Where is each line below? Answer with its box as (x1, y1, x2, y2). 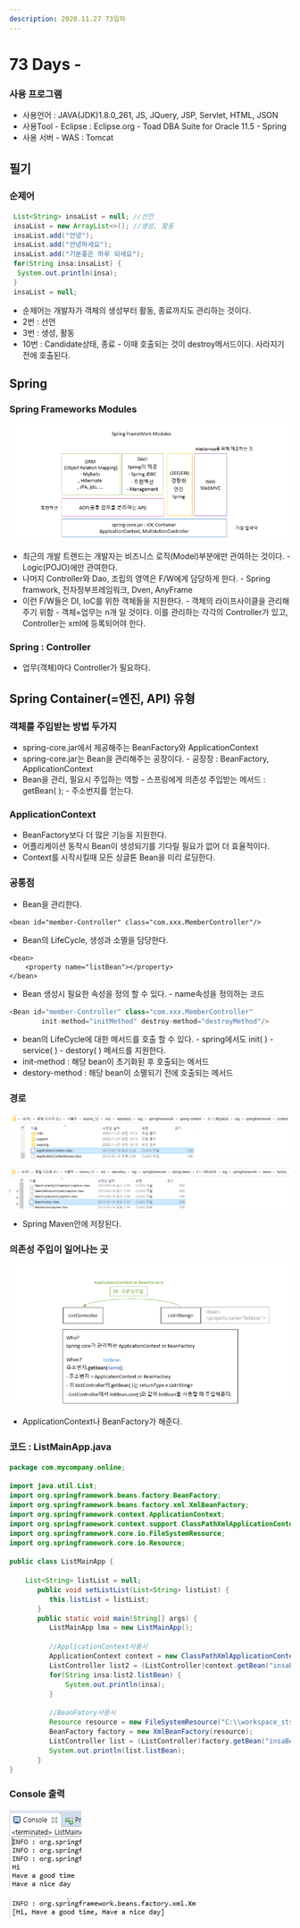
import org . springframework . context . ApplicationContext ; (9, 1510, 226, 1519)
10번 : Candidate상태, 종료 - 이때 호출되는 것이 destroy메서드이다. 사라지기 (21, 338, 285, 349)
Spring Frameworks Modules (9, 403, 137, 416)
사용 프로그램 (9, 88, 62, 100)
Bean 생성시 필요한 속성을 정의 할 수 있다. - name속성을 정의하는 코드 (21, 988, 265, 998)
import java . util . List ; (9, 1482, 98, 1491)
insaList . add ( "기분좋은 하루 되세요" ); (12, 250, 145, 259)
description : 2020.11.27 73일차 (9, 14, 127, 23)
